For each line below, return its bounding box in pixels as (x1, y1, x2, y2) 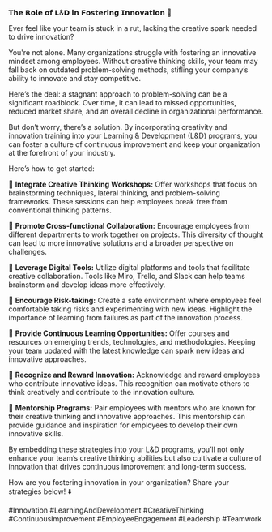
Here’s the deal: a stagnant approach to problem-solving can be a (8, 89, 227, 99)
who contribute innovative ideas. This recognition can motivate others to (8, 379, 250, 388)
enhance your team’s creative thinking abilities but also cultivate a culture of (8, 453, 261, 462)
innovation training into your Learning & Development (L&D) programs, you (8, 131, 257, 140)
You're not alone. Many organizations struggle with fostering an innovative (8, 48, 257, 57)
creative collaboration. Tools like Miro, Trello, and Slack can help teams (8, 272, 245, 281)
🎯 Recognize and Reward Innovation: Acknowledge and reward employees (8, 370, 261, 380)
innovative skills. (8, 429, 64, 438)
